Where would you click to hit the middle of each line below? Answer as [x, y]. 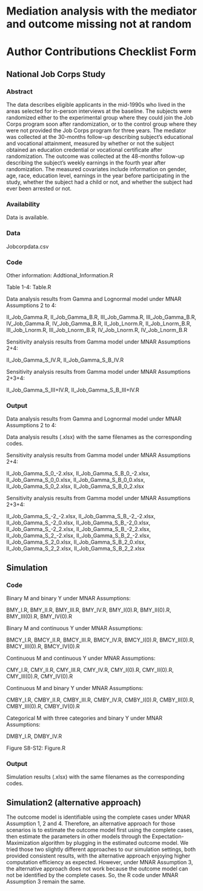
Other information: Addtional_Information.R [60, 275]
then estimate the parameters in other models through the [78, 836]
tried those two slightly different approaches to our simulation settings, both [101, 849]
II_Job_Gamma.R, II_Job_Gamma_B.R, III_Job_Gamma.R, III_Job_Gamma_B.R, [101, 317]
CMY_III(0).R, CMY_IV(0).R [40, 676]
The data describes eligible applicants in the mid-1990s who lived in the [96, 105]
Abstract [20, 91]
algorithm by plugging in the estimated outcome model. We [115, 843]
